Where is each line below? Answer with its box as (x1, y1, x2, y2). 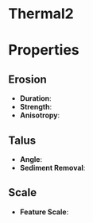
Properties (8, 41, 79, 60)
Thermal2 (8, 5, 74, 23)
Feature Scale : (19, 207, 69, 217)
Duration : (19, 94, 52, 103)
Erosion (8, 72, 48, 86)
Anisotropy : (19, 110, 60, 120)
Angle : (19, 155, 42, 163)
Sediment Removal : (19, 163, 86, 172)
